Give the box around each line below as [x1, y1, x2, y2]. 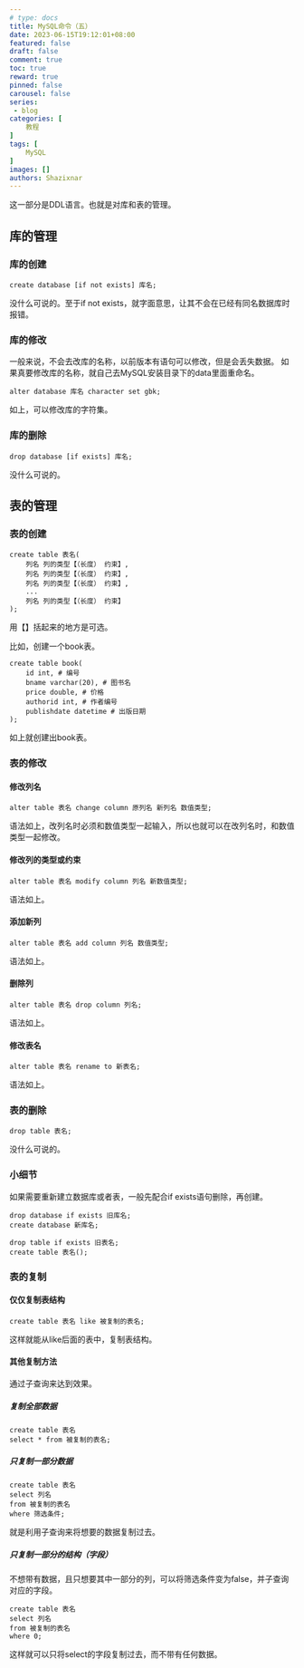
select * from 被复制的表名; [9, 1435, 111, 1445]
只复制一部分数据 [9, 1455, 73, 1466]
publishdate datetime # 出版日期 [25, 708, 147, 717]
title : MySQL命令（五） [9, 22, 92, 31]
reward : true [9, 72, 59, 82]
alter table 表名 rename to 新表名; [9, 1062, 141, 1072]
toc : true [9, 64, 47, 73]
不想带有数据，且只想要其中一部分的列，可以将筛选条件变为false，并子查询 [9, 1573, 290, 1584]
